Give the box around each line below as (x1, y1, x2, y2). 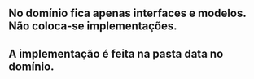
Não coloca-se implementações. (8, 20, 177, 33)
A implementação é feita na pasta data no (8, 46, 224, 60)
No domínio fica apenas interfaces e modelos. (8, 7, 247, 20)
